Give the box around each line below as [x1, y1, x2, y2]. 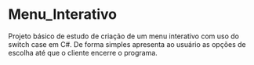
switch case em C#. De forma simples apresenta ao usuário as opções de [8, 39, 247, 49]
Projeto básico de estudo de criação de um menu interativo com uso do [8, 31, 239, 41]
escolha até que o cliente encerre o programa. [8, 48, 158, 57]
